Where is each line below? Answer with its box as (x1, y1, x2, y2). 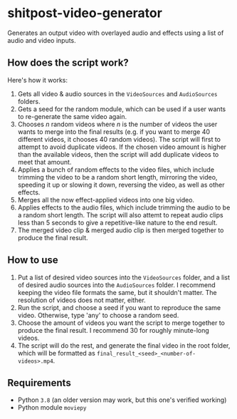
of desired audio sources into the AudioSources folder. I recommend (17, 280, 216, 289)
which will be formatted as (17, 348, 96, 357)
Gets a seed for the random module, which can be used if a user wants (17, 105, 226, 113)
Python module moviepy (17, 403, 87, 412)
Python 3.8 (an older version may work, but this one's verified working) (17, 395, 227, 404)
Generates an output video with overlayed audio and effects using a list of (7, 29, 224, 37)
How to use (7, 254, 58, 267)
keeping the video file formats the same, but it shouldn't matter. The (17, 288, 217, 296)
